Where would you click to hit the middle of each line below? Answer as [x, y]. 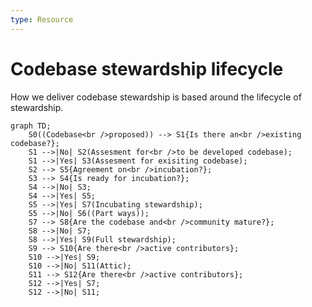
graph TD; [31, 126]
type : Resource [42, 19]
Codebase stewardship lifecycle [147, 68]
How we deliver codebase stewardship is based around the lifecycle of [156, 97]
